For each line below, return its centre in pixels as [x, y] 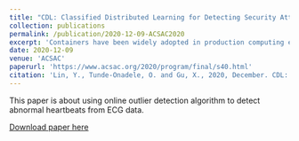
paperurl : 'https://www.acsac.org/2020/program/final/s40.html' [131, 67]
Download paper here [49, 127]
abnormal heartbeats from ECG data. [77, 110]
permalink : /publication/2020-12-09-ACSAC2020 [97, 34]
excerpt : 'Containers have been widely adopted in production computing [147, 42]
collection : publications [57, 26]
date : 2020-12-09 [41, 51]
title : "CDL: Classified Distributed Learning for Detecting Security [143, 17]
